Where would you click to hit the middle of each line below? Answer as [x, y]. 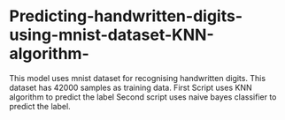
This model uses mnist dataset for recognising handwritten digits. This [138, 78]
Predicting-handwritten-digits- [126, 16]
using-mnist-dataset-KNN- [112, 35]
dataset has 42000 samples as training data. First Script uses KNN [131, 87]
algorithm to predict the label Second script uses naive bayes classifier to [143, 97]
